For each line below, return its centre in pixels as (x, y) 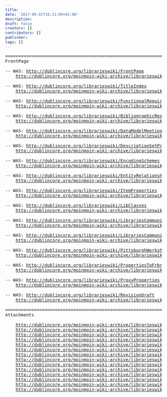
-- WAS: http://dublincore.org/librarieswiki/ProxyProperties (83, 280)
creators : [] (19, 28)
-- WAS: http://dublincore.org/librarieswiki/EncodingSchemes (83, 160)
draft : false (19, 24)
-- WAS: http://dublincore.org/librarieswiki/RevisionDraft (80, 295)
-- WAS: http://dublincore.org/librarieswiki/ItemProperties (81, 190)
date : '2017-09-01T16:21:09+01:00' (42, 14)
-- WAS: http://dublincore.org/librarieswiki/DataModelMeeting (84, 131)
